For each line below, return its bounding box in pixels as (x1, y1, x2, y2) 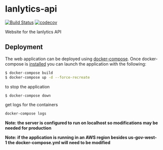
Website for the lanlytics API (5, 29, 62, 34)
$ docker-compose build (5, 70, 53, 75)
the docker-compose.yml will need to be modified (8, 140, 111, 146)
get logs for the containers (5, 102, 58, 108)
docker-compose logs (5, 111, 47, 116)
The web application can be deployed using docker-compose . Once (5, 56, 141, 62)
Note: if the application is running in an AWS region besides (5, 134, 128, 140)
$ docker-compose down (5, 93, 51, 98)
